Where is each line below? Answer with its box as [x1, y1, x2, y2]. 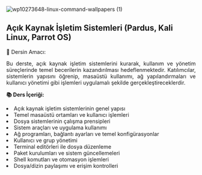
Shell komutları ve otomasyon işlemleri [14, 156, 109, 163]
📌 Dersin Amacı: [6, 48, 46, 55]
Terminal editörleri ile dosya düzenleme [14, 143, 112, 150]
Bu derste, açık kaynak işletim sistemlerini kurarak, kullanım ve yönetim [6, 60, 196, 67]
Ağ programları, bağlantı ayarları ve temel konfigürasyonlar [14, 130, 159, 137]
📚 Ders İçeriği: [6, 90, 44, 98]
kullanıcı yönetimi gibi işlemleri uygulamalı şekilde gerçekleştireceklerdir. [6, 79, 186, 86]
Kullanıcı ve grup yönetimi [14, 137, 78, 144]
